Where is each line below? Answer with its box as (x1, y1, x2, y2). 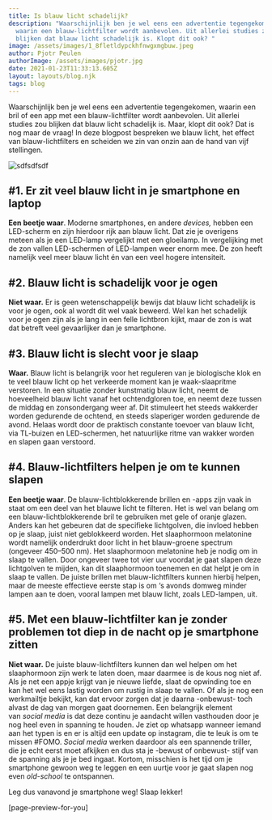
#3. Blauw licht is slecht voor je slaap (8, 346, 199, 360)
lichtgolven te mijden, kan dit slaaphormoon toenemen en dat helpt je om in (8, 563, 260, 573)
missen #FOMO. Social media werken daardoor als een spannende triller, (8, 737, 253, 746)
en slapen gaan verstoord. (8, 436, 96, 446)
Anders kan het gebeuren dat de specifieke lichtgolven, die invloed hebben (8, 520, 259, 530)
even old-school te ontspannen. (8, 771, 115, 781)
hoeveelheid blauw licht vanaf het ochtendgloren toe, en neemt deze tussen (8, 393, 262, 403)
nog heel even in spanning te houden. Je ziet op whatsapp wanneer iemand (8, 720, 261, 729)
